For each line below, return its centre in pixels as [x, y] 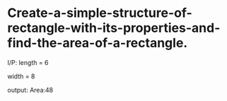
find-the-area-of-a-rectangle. [98, 43]
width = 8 [21, 76]
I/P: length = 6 [28, 62]
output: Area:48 [30, 90]
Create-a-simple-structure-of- [100, 13]
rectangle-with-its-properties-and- [114, 28]
